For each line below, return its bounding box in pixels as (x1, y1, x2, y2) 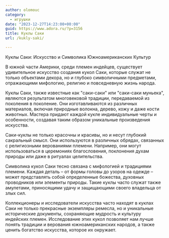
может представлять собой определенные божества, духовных (5, 174, 144, 180)
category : (5, 12, 26, 17)
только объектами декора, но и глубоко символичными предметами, (5, 74, 156, 81)
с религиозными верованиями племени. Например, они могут (5, 142, 142, 148)
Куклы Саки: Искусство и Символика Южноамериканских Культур (5, 54, 151, 60)
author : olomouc (5, 7, 40, 13)
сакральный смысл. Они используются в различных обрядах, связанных (5, 137, 164, 143)
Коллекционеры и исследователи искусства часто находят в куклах (5, 200, 154, 206)
